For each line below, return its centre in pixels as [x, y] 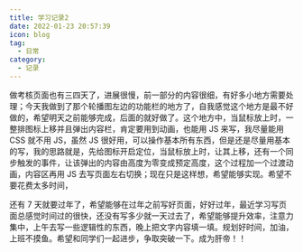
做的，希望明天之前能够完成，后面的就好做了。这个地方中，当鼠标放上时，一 [151, 117]
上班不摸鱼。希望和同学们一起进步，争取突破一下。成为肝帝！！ [128, 238]
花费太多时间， [45, 185]
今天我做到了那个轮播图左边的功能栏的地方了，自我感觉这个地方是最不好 [159, 106]
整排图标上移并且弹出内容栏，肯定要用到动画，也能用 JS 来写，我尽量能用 [147, 128]
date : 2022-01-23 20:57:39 [60, 26]
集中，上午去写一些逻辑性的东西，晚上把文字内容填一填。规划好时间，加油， [151, 227]
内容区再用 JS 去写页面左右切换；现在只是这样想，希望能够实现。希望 [154, 173]
